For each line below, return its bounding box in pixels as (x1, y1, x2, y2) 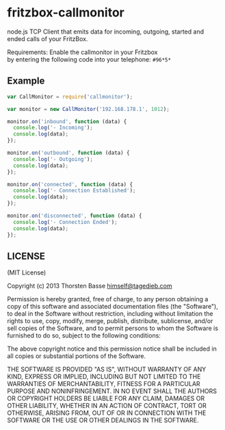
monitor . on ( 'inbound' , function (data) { (7, 118, 127, 125)
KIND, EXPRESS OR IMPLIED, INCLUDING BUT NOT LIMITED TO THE (7, 372, 201, 381)
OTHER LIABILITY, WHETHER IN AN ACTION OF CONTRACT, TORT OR (7, 402, 207, 410)
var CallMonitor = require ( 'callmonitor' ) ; (7, 93, 133, 100)
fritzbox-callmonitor (7, 5, 124, 21)
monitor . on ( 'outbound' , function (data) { (7, 149, 130, 156)
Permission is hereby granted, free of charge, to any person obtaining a (7, 295, 209, 303)
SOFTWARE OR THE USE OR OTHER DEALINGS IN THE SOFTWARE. (7, 416, 199, 425)
